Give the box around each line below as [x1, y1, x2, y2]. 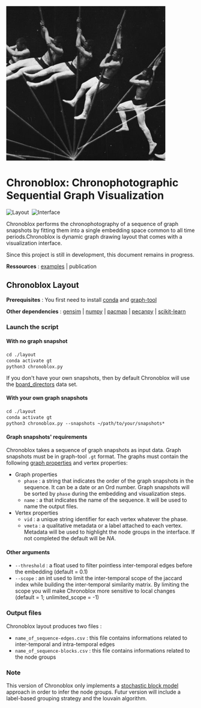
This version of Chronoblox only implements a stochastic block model [6, 682, 179, 689]
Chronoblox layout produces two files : [6, 622, 102, 630]
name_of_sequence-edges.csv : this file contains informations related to [14, 634, 188, 641]
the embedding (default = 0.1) [14, 568, 88, 576]
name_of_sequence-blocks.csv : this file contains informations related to [14, 647, 190, 654]
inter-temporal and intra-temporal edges [14, 640, 115, 648]
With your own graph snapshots [6, 394, 88, 401]
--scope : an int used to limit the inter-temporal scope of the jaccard [14, 575, 182, 582]
